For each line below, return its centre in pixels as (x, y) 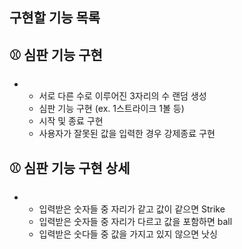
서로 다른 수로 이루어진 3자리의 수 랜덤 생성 (122, 96)
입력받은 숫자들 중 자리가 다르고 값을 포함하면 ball (135, 222)
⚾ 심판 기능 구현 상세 (70, 168)
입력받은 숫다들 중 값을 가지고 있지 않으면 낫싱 (128, 234)
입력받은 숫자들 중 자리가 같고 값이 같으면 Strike (132, 209)
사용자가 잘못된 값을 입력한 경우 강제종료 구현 (127, 134)
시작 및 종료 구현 (71, 121)
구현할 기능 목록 (55, 18)
